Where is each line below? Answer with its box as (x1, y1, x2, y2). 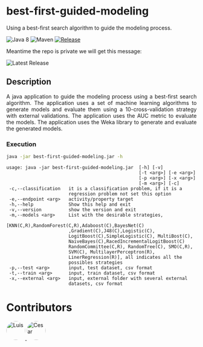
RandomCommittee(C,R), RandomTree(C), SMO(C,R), (68, 243, 193, 250)
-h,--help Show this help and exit (8, 201, 131, 208)
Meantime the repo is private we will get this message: (6, 47, 142, 55)
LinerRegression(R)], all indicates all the (68, 254, 182, 260)
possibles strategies (68, 259, 123, 266)
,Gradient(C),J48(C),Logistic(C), (68, 228, 155, 234)
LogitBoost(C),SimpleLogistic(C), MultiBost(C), (68, 233, 193, 239)
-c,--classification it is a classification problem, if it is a (8, 185, 182, 191)
